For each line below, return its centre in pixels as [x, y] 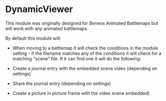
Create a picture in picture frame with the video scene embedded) [81, 93]
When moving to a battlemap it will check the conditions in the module [85, 48]
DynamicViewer [39, 9]
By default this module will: [33, 38]
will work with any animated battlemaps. [47, 28]
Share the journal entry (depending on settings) [62, 83]
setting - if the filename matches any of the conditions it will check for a [87, 53]
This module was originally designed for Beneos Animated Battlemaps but [82, 23]
